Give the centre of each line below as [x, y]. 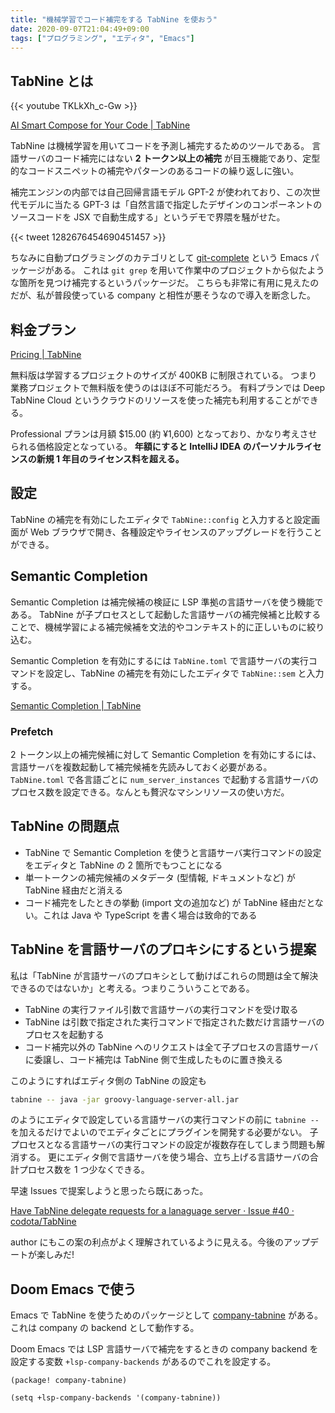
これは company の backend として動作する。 [105, 1328]
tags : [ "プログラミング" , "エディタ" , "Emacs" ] [102, 38]
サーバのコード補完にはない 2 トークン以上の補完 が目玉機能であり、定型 [169, 158]
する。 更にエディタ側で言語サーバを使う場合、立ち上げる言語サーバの [164, 1157]
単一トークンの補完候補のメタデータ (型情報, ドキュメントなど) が [160, 877]
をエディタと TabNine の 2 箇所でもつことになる [123, 865]
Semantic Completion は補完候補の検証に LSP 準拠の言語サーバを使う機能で [167, 602]
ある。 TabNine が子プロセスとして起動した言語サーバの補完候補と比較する [166, 614]
